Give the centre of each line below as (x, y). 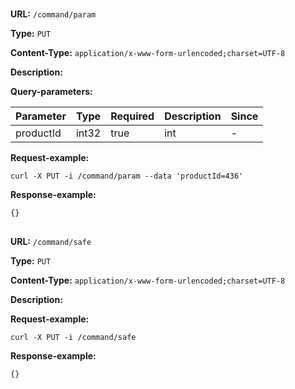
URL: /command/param (53, 14)
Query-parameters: (51, 92)
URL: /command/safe (51, 241)
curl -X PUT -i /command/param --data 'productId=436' (127, 176)
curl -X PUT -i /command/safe (73, 337)
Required (132, 116)
